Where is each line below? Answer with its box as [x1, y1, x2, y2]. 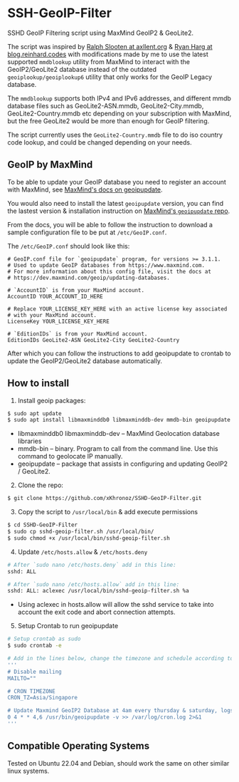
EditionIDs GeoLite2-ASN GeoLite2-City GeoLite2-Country [7, 336, 180, 343]
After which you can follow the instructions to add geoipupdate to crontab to [7, 349, 231, 358]
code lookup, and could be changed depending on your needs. [7, 137, 192, 147]
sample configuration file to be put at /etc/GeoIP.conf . [7, 228, 167, 236]
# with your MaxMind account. [7, 311, 97, 318]
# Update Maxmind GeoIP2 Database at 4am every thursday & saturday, [7, 707, 218, 714]
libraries [17, 437, 42, 446]
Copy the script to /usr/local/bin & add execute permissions [17, 508, 198, 516]
